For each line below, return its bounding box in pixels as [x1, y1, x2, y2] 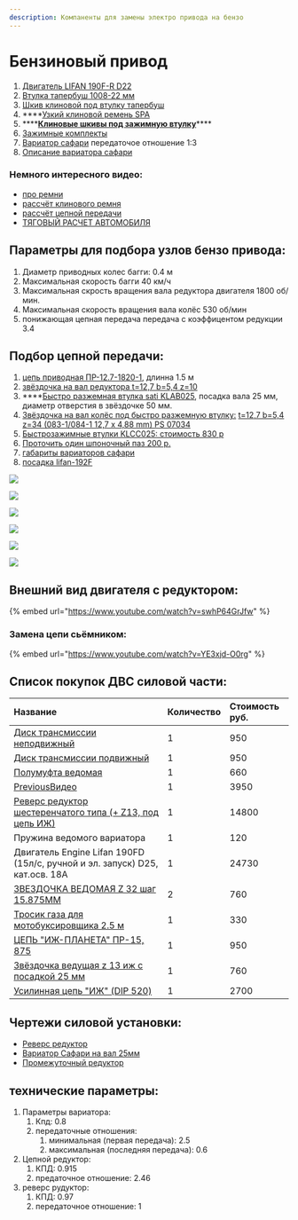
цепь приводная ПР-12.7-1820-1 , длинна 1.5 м [21, 372, 195, 382]
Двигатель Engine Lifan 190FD [13, 846, 145, 859]
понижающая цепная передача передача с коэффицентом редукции [21, 313, 283, 324]
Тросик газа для [13, 909, 84, 921]
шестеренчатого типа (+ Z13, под [13, 807, 160, 819]
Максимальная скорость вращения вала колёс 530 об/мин [21, 303, 247, 315]
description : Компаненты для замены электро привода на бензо [9, 12, 244, 22]
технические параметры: [9, 1083, 160, 1098]
